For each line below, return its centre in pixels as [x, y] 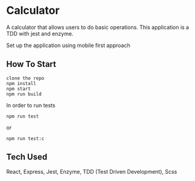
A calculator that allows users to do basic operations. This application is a [97, 27]
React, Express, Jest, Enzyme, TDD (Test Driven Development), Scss [92, 171]
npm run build [24, 94]
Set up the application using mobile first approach [69, 45]
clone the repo [25, 78]
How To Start [31, 64]
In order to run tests [31, 105]
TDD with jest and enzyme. [40, 33]
